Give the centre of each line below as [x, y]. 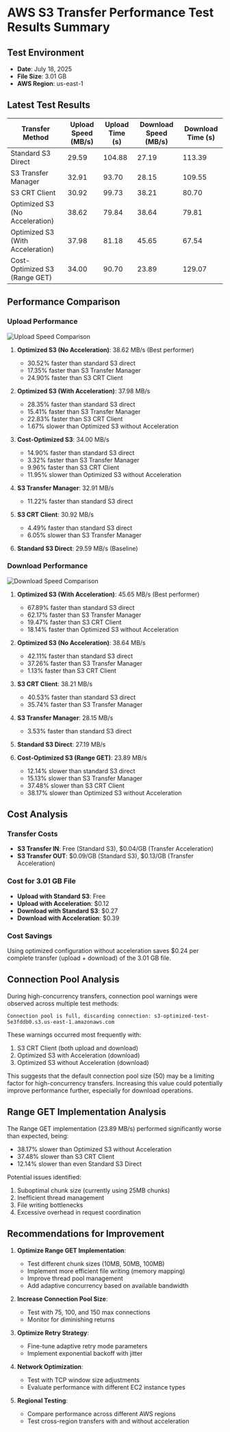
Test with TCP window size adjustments [84, 1380]
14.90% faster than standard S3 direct [81, 453]
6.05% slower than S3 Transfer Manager [85, 535]
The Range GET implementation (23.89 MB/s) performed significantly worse [114, 1128]
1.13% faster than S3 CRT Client [72, 670]
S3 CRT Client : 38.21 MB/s [55, 683]
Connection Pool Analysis [63, 979]
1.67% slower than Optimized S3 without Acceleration [103, 426]
